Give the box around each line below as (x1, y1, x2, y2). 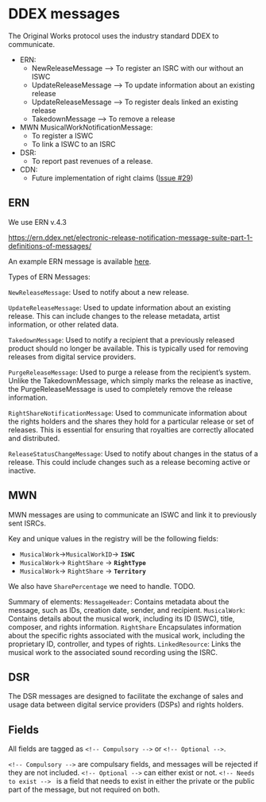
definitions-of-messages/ (8, 241, 92, 250)
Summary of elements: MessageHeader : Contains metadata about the (8, 597, 229, 606)
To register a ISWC (31, 130, 94, 140)
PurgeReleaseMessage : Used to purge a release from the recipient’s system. (8, 367, 252, 377)
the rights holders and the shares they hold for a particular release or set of (8, 416, 254, 426)
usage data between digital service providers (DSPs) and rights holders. (8, 700, 244, 710)
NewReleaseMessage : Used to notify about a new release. (8, 287, 189, 296)
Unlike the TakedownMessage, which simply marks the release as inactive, (8, 375, 253, 386)
